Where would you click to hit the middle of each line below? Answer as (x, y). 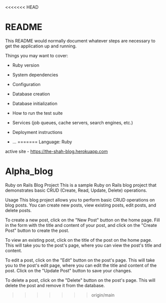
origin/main (103, 295)
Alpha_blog (29, 171)
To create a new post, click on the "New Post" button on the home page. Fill (83, 220)
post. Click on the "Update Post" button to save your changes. (69, 270)
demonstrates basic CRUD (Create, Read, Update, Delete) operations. (76, 190)
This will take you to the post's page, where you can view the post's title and (83, 245)
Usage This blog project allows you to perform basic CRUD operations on (80, 200)
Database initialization (35, 103)
